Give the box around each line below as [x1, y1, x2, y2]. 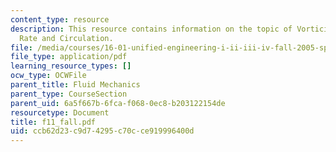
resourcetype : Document [10, 107, 110, 118]
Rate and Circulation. [19, 33, 114, 43]
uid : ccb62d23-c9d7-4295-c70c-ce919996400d [10, 126, 195, 136]
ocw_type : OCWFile [10, 71, 87, 81]
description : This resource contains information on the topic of [10, 24, 293, 34]
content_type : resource [10, 14, 110, 25]
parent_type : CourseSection [10, 89, 128, 99]
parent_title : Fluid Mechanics [10, 80, 141, 90]
